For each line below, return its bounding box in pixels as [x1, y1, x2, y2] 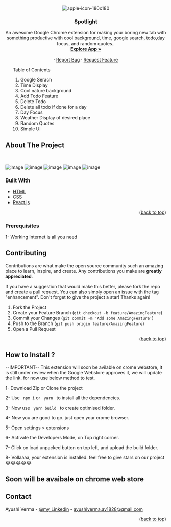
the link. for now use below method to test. [5, 375, 95, 381]
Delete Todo [20, 98, 46, 105]
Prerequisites [5, 222, 39, 229]
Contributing [5, 249, 47, 257]
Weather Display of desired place [20, 115, 91, 121]
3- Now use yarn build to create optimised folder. [5, 405, 115, 411]
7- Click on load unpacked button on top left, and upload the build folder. [5, 444, 158, 451]
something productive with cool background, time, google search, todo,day [7, 35, 165, 41]
